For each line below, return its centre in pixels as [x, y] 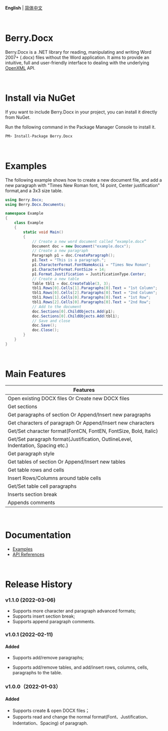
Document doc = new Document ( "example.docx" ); [81, 246]
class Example [29, 223]
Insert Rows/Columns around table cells [54, 478]
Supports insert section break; [43, 616]
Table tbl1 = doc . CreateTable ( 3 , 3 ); [71, 283]
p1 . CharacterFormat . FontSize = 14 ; [69, 269]
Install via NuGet [40, 98]
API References [28, 554]
